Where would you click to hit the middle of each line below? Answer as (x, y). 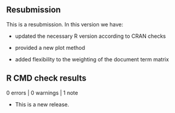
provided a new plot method (50, 47)
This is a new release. (42, 104)
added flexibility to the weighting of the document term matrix (92, 59)
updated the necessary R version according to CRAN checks (90, 36)
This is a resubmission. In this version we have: (65, 24)
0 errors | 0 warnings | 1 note (42, 93)
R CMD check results (46, 78)
